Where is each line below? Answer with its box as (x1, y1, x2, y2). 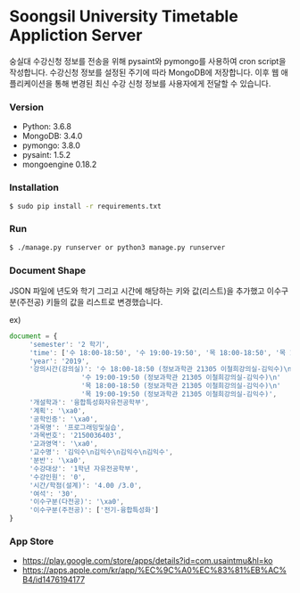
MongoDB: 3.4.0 (21, 131, 83, 142)
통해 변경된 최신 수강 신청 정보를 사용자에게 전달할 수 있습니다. (54, 78, 271, 88)
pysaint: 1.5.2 (21, 150, 71, 161)
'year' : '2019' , (29, 357, 90, 366)
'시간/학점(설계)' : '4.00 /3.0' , (29, 481, 143, 490)
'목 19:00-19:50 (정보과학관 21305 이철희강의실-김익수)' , (80, 390, 278, 399)
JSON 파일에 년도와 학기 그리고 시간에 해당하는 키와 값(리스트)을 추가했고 (9, 285, 265, 296)
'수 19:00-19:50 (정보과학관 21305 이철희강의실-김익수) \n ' (80, 373, 281, 383)
